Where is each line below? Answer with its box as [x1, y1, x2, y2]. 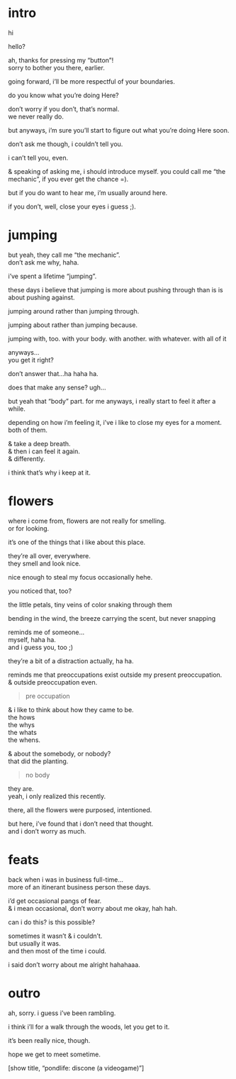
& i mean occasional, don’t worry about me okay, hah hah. [8, 904, 178, 912]
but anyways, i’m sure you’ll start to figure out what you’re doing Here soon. [8, 126, 230, 134]
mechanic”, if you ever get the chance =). [8, 175, 129, 183]
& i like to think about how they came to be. [8, 705, 134, 714]
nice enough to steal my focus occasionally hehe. [8, 572, 153, 581]
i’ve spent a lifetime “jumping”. [8, 272, 97, 280]
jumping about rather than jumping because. [8, 321, 137, 329]
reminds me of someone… [8, 628, 85, 636]
